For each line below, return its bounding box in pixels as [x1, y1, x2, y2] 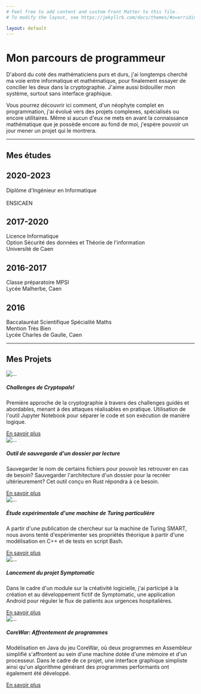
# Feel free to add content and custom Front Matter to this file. [6, 8, 178, 15]
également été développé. [6, 669, 71, 677]
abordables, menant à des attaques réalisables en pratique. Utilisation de [6, 405, 186, 412]
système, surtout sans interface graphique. [6, 90, 112, 97]
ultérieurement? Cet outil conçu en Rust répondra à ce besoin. [6, 478, 160, 485]
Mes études [6, 150, 51, 160]
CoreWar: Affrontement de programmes [6, 629, 108, 636]
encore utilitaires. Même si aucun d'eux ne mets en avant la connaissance [6, 115, 188, 122]
